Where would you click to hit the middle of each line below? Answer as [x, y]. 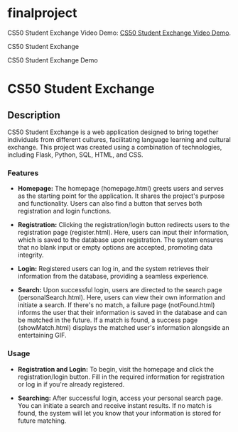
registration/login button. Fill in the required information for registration [121, 377]
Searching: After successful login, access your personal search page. [120, 398]
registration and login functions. [64, 211]
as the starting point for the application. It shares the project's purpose [121, 196]
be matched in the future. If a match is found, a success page [108, 320]
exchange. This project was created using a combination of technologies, [115, 147]
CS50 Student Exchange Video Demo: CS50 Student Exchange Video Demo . [119, 33]
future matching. [42, 421]
